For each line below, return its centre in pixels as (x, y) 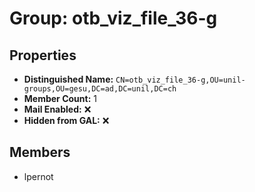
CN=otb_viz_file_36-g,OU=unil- (180, 80)
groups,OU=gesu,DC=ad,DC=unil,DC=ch (100, 89)
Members (40, 152)
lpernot (38, 176)
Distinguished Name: (68, 79)
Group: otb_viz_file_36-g (113, 18)
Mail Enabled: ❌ (57, 109)
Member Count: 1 (60, 98)
